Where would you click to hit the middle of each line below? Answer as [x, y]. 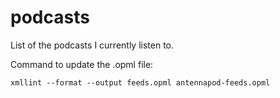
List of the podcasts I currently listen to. [92, 45]
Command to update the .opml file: [82, 64]
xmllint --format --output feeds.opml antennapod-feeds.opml [140, 82]
